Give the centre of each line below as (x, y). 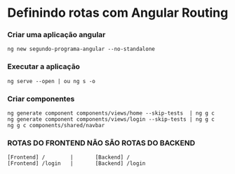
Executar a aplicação (44, 66)
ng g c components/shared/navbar (56, 126)
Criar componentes (41, 99)
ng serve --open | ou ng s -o (52, 81)
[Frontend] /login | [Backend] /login (76, 164)
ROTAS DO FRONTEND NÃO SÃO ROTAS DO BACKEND (101, 143)
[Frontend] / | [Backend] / (69, 158)
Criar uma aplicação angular (56, 35)
